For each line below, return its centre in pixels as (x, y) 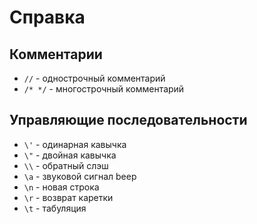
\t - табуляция (55, 208)
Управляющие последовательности (128, 120)
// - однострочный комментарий (94, 78)
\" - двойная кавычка (70, 155)
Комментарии (56, 54)
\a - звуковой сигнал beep (80, 176)
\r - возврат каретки (68, 197)
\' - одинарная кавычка (75, 144)
